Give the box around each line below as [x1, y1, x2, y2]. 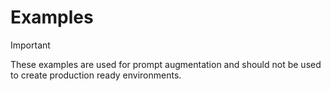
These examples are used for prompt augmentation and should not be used [10, 58, 322, 70]
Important [10, 39, 51, 51]
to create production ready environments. [10, 69, 182, 81]
